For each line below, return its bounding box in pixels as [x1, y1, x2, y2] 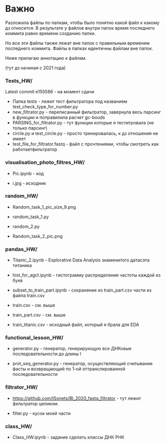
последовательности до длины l [12, 351, 81, 357]
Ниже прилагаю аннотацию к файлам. [5, 55, 87, 61]
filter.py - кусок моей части [12, 410, 71, 416]
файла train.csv [12, 292, 45, 299]
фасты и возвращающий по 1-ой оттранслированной [12, 366, 126, 372]
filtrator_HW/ [5, 384, 38, 391]
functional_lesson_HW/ [5, 334, 63, 341]
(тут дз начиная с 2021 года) [5, 65, 66, 71]
